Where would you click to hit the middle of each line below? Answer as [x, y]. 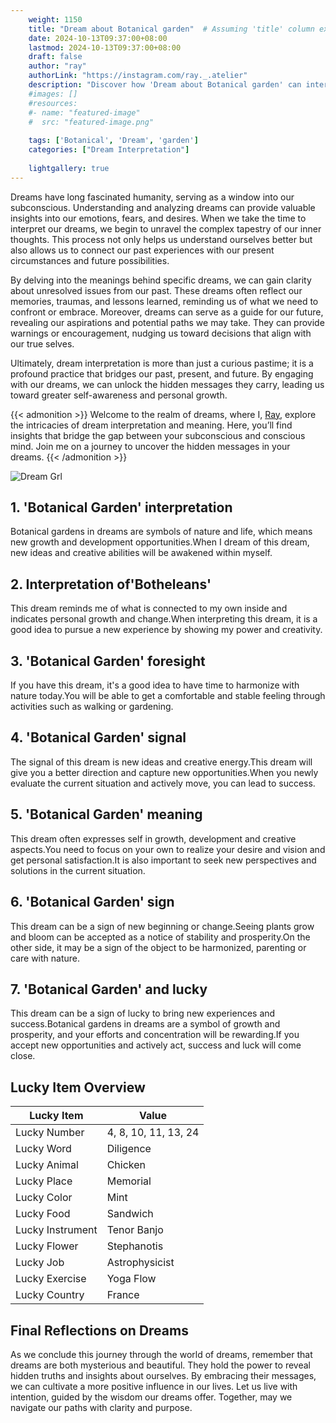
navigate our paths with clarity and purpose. [101, 1407]
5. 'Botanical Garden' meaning [106, 814]
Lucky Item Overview [78, 1087]
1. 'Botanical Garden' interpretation [121, 507]
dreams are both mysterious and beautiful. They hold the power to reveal [160, 1365]
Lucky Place [44, 1181]
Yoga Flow [131, 1279]
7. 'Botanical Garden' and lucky [109, 989]
